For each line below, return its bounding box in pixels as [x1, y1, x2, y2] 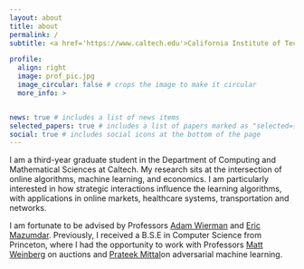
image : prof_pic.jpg [17, 72, 95, 82]
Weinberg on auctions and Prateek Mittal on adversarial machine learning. [9, 249, 283, 260]
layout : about [9, 13, 63, 23]
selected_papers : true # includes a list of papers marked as [9, 121, 249, 130]
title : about [9, 22, 59, 31]
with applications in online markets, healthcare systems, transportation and [9, 193, 290, 204]
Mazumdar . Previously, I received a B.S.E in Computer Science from [9, 230, 262, 241]
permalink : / [9, 30, 59, 39]
